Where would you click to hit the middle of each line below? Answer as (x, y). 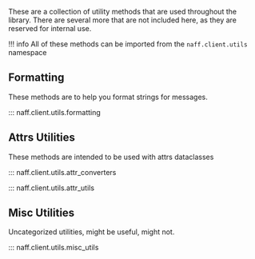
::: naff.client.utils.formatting (55, 112)
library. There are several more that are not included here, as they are (123, 20)
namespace (28, 52)
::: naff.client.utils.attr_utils (51, 188)
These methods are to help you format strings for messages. (108, 97)
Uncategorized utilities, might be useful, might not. (92, 232)
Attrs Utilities (42, 138)
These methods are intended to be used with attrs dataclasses (111, 157)
